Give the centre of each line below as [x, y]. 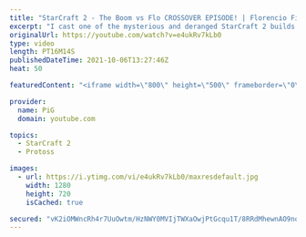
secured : [26, 219]
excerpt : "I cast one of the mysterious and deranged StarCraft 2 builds [153, 26]
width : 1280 [48, 185]
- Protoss [36, 152]
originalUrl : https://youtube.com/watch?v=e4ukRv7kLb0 [116, 35]
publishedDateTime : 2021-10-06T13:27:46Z [89, 60]
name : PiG [36, 110]
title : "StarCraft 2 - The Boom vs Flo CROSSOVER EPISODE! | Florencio [148, 18]
